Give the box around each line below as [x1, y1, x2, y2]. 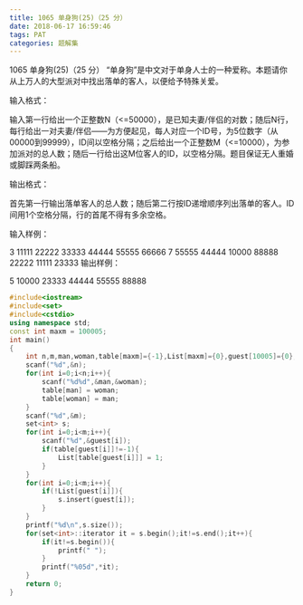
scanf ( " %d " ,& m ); [25, 411, 88, 420]
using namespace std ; [9, 318, 91, 327]
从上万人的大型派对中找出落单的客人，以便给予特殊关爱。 [9, 76, 223, 87]
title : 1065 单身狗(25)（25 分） [9, 13, 128, 23]
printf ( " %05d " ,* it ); [42, 562, 119, 571]
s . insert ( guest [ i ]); [57, 495, 136, 504]
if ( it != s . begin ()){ [42, 537, 116, 546]
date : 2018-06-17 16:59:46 [9, 22, 111, 31]
